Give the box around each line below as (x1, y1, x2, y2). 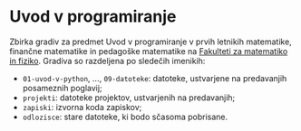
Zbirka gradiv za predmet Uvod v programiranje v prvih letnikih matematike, (9, 36, 292, 47)
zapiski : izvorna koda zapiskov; (22, 101, 142, 112)
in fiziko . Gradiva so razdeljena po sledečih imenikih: (9, 55, 206, 66)
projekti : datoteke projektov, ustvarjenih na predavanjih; (22, 92, 236, 103)
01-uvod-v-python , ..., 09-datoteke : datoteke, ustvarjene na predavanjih (22, 72, 287, 83)
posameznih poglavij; (22, 82, 102, 93)
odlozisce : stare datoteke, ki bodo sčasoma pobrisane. (22, 111, 228, 122)
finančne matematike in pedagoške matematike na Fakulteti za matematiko (9, 45, 288, 56)
